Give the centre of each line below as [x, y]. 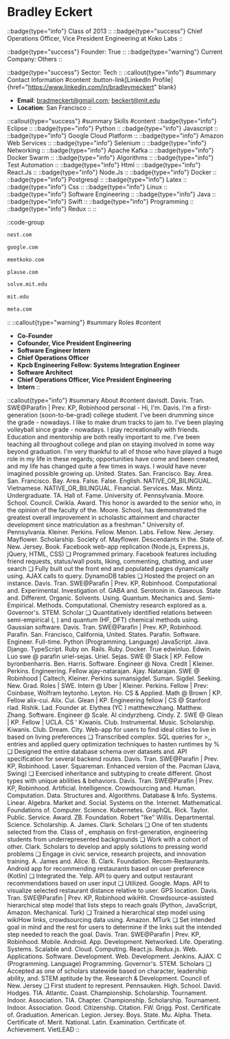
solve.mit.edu [27, 284]
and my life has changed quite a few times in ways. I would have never [107, 466]
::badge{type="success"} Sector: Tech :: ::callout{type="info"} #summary [112, 72]
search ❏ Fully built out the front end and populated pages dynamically [108, 569]
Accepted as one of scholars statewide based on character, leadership [107, 971]
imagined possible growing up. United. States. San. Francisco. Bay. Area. [110, 474]
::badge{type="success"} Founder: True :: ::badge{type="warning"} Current [115, 52]
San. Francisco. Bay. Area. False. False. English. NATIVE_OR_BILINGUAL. [110, 481]
